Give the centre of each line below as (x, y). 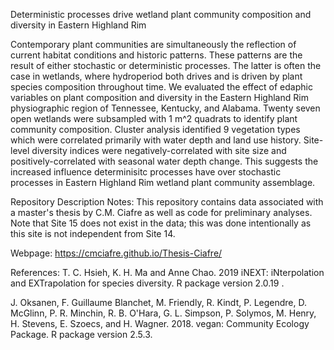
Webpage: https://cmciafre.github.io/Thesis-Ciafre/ (116, 253)
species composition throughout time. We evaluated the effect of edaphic (161, 87)
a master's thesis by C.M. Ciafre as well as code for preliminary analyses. (161, 212)
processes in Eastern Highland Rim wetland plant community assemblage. (163, 182)
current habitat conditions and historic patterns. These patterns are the (156, 55)
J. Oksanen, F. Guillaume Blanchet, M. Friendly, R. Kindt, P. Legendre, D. (158, 302)
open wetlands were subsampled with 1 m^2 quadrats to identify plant (154, 118)
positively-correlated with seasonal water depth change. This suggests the (164, 161)
